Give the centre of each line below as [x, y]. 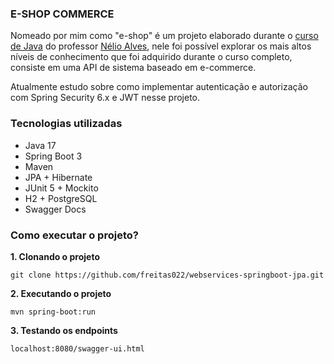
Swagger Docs [55, 209]
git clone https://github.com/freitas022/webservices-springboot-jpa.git [167, 275]
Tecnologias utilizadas [66, 124]
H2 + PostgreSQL [61, 198]
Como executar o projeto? [74, 235]
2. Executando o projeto [61, 293]
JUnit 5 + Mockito [61, 188]
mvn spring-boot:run [53, 312]
